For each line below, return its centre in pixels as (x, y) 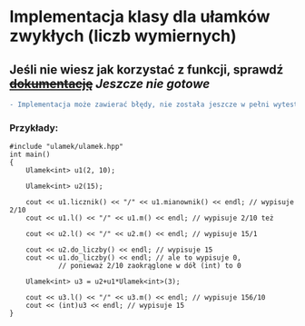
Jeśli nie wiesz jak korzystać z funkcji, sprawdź (147, 69)
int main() (30, 155)
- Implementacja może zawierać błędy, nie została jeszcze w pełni (140, 104)
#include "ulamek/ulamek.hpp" (67, 147)
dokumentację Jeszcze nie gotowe (110, 84)
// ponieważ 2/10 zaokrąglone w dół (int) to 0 (150, 266)
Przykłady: (34, 127)
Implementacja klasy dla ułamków (140, 17)
